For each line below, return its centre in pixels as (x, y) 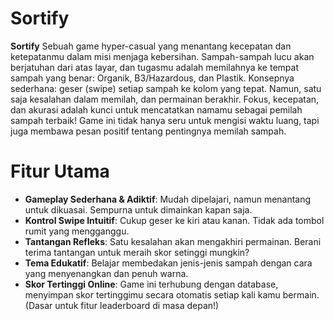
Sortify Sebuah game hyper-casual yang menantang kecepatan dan (151, 46)
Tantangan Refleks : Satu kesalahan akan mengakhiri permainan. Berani (173, 241)
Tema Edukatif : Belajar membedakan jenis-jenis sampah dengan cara (168, 263)
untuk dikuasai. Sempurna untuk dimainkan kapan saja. (138, 209)
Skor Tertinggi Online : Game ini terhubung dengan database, (151, 284)
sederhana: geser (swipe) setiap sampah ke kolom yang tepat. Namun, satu (166, 88)
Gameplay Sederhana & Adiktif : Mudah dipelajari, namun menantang (168, 199)
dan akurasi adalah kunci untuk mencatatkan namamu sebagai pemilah (156, 109)
